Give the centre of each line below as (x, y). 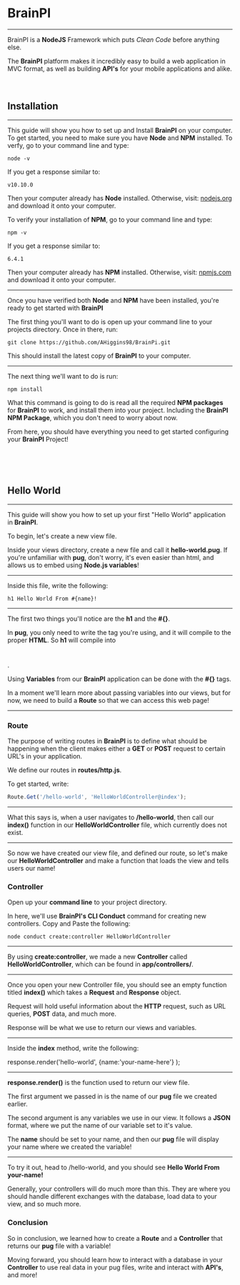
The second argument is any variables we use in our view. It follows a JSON (119, 1118)
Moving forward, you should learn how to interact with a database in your (115, 1259)
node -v (19, 159)
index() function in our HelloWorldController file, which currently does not (117, 825)
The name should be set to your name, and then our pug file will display (113, 1139)
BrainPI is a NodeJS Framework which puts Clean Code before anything (114, 39)
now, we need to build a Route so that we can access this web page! (108, 700)
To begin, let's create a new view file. (62, 536)
